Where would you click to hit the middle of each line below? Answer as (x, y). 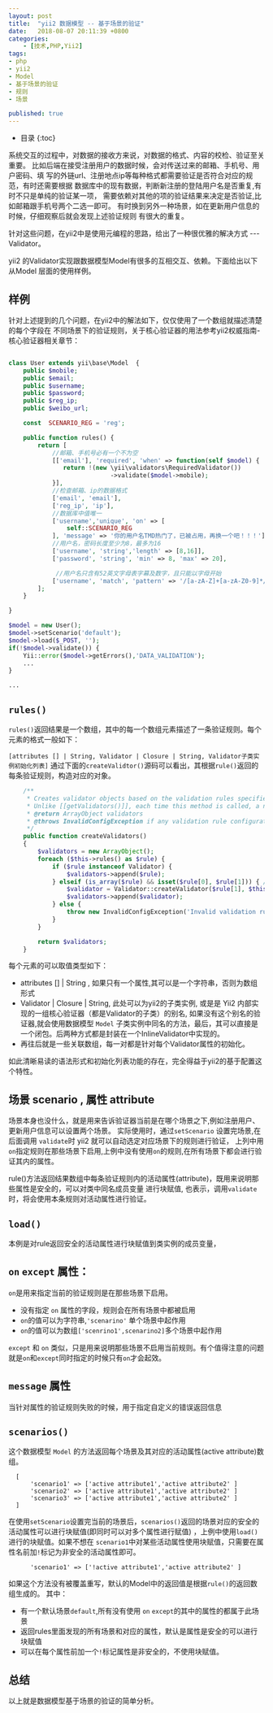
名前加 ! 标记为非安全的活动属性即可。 (78, 1552)
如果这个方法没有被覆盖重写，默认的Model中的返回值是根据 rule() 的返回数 (133, 1584)
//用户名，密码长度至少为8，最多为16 (106, 544)
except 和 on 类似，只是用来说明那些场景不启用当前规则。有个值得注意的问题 (136, 1347)
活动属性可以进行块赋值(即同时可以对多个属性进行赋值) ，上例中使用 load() (133, 1532)
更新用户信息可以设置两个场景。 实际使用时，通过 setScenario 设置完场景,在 (135, 1131)
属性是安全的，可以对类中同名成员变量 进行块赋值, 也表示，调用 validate (136, 1189)
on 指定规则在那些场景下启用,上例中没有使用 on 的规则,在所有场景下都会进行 (132, 1151)
